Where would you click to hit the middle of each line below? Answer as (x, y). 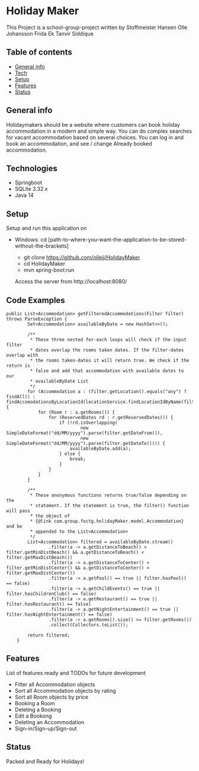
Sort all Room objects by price (52, 697)
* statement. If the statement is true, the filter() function (110, 506)
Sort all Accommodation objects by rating (65, 690)
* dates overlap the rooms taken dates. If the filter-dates (107, 350)
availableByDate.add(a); (100, 449)
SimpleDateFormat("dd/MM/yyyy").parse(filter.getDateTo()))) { (86, 443)
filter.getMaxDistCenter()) (41, 573)
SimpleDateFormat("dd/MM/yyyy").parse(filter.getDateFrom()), (84, 433)
